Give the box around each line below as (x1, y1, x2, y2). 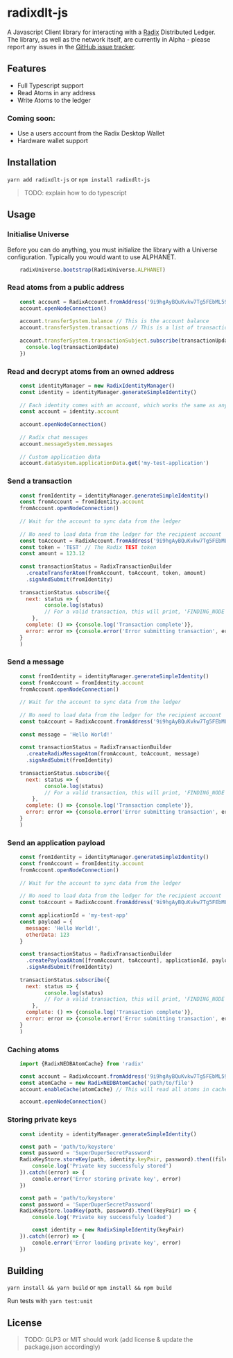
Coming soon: (7, 113, 55, 123)
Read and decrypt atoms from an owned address (7, 366, 175, 376)
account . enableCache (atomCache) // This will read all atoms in (19, 1086, 209, 1093)
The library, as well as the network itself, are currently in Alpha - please (7, 35, 211, 43)
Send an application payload (7, 837, 105, 847)
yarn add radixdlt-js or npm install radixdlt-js (7, 175, 150, 183)
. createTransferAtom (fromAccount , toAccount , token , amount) (25, 570, 207, 577)
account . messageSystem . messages (19, 440, 113, 448)
